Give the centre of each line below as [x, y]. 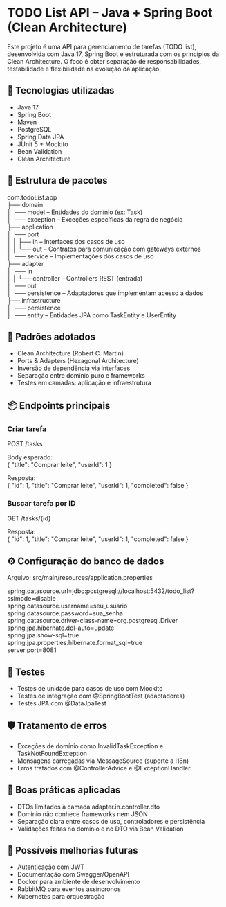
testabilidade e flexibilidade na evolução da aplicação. [84, 69]
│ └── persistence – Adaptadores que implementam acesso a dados [105, 293]
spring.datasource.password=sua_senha [65, 613]
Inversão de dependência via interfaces [74, 368]
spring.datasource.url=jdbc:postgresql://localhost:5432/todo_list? [101, 591]
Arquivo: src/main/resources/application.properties [80, 578]
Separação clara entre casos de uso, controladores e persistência [111, 821]
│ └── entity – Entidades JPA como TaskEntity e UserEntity [92, 315]
